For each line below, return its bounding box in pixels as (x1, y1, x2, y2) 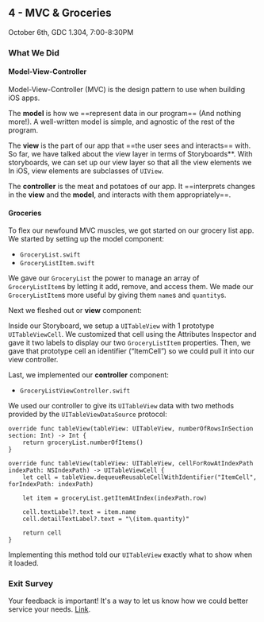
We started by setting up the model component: (8, 234, 165, 244)
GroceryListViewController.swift (19, 387, 131, 396)
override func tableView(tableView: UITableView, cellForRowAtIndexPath (8, 460, 254, 468)
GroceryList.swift (19, 251, 81, 259)
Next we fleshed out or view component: (8, 306, 143, 315)
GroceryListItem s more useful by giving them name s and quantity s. (8, 290, 227, 300)
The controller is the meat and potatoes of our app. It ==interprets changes (8, 181, 255, 191)
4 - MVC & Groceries (8, 6, 113, 20)
